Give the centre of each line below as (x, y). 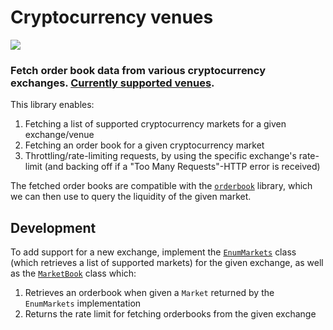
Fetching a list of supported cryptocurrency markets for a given (155, 124)
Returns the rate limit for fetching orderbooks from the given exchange (170, 314)
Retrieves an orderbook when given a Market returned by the (149, 293)
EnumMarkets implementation (83, 303)
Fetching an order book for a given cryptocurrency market (144, 145)
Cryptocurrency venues (112, 17)
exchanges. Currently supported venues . (112, 83)
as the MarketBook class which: (73, 273)
